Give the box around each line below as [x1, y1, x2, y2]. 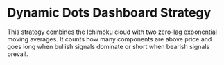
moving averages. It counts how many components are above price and [7, 35, 212, 43]
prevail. [7, 50, 28, 58]
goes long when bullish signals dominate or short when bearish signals [7, 42, 210, 50]
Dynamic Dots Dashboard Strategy [7, 5, 212, 21]
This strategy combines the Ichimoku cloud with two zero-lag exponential [7, 28, 217, 36]
